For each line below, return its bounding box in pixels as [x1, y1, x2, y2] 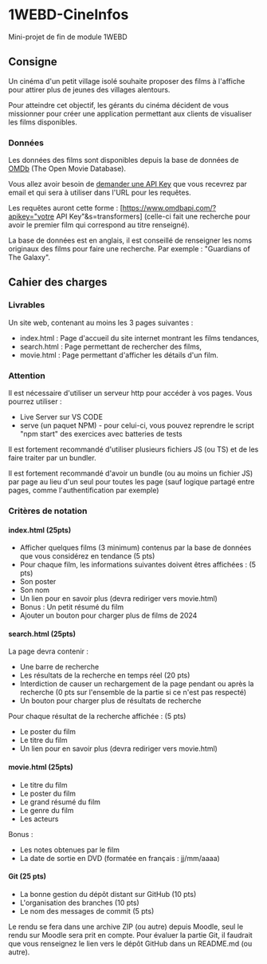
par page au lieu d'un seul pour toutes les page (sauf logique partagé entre [8, 477, 255, 487]
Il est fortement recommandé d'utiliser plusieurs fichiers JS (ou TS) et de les [8, 444, 259, 454]
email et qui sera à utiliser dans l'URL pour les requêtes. [8, 188, 191, 197]
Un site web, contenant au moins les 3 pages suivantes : [8, 318, 194, 327]
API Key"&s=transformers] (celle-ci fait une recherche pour [55, 211, 251, 221]
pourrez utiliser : [8, 397, 62, 406]
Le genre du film [19, 805, 74, 815]
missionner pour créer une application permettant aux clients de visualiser [8, 109, 253, 118]
